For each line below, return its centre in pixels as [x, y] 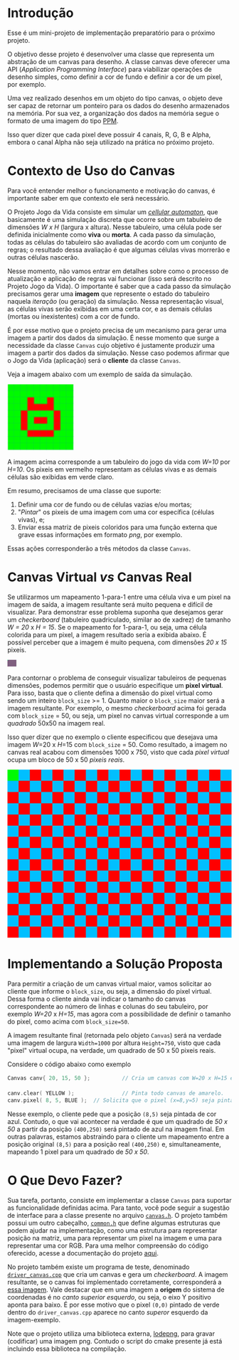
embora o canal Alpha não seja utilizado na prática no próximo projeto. [111, 142]
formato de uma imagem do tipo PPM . [63, 121]
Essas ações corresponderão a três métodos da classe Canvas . [99, 548]
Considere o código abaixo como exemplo [69, 1064]
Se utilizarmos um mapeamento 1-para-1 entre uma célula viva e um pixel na [119, 597]
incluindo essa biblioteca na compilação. [67, 1349]
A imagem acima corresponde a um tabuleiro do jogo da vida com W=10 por [119, 462]
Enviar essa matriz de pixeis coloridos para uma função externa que [117, 527]
